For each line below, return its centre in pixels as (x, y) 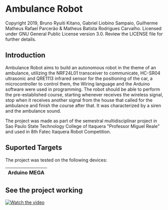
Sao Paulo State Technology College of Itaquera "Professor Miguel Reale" (82, 126)
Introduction (25, 55)
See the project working (44, 190)
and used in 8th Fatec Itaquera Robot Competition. (58, 132)
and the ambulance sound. (33, 111)
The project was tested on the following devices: (56, 160)
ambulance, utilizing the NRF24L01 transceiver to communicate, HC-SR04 (83, 73)
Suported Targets (34, 148)
